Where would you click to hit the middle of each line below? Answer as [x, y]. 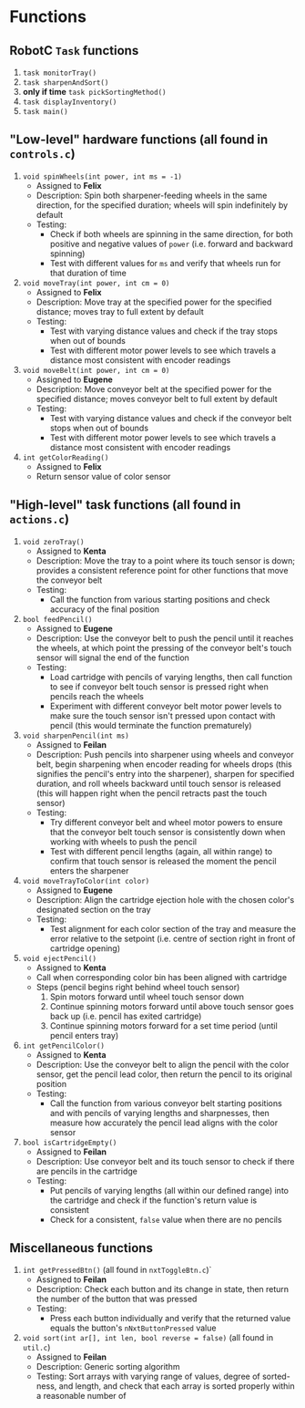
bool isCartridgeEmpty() [70, 1143]
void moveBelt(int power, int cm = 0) [96, 370]
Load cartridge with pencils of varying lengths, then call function [171, 677]
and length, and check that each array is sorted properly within [177, 1386]
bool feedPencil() [57, 619]
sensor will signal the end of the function [112, 657]
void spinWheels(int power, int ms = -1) [102, 176]
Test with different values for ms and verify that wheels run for [165, 263]
